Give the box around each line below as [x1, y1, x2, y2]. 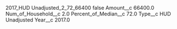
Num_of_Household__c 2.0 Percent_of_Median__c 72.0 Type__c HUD [5, 10, 171, 17]
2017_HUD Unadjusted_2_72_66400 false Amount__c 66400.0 [5, 5, 155, 11]
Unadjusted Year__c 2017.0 [5, 16, 70, 23]
